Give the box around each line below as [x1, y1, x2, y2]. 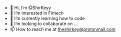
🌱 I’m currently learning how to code [9, 15, 85, 21]
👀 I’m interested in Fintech [9, 10, 64, 16]
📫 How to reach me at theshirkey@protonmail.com [9, 26, 116, 32]
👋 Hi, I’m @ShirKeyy [9, 5, 51, 10]
